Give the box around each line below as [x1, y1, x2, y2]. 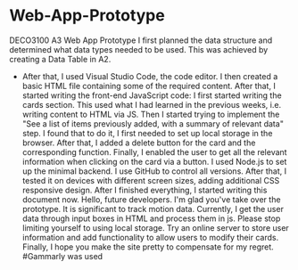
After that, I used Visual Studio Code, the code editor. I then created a [21, 70, 278, 81]
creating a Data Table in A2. [9, 53, 112, 64]
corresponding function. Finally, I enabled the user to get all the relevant [21, 146, 287, 157]
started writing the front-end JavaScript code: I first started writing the [21, 90, 283, 101]
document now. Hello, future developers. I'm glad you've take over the [21, 193, 281, 205]
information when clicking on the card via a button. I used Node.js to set [21, 156, 287, 167]
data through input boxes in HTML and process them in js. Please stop [21, 213, 281, 224]
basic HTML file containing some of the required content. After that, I [21, 80, 277, 91]
